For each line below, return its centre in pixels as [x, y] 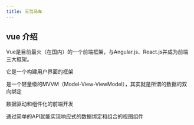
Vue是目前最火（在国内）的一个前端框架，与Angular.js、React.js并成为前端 [97, 52]
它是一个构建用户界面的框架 [40, 72]
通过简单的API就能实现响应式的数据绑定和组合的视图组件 [75, 116]
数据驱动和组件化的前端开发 [40, 104]
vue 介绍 [22, 37]
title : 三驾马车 [24, 11]
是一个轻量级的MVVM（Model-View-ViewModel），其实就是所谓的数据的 [94, 84]
